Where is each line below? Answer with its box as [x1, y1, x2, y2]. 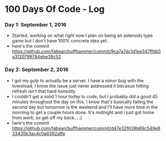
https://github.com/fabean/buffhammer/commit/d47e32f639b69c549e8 [11, 125, 161, 131]
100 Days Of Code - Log [4, 3, 105, 15]
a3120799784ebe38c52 [11, 54, 61, 60]
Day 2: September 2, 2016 [4, 66, 69, 73]
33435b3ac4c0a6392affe [11, 131, 65, 137]
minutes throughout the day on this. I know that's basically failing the [11, 99, 154, 105]
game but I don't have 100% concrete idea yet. [11, 38, 108, 44]
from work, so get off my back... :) [11, 115, 82, 121]
